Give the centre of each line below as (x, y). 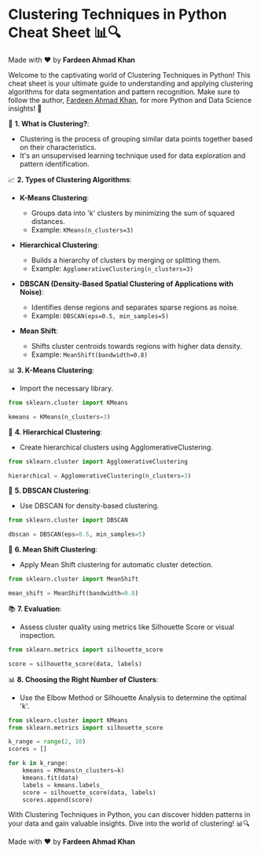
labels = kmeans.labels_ (63, 785)
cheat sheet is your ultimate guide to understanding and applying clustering (130, 83)
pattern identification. (54, 163)
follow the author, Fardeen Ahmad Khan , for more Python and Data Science (130, 100)
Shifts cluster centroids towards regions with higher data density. (136, 346)
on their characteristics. (58, 147)
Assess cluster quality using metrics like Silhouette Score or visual (127, 627)
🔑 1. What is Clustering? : (49, 123)
